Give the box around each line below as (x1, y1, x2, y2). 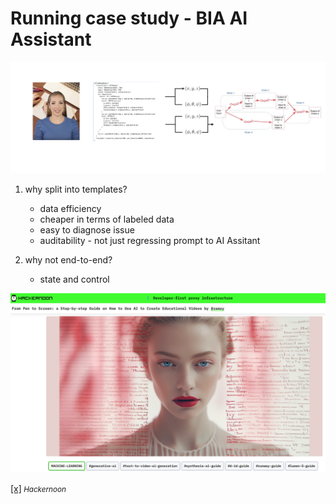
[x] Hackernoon (10, 482, 67, 494)
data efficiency (39, 202, 102, 214)
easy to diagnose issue (39, 223, 135, 236)
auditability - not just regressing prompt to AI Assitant (39, 234, 261, 246)
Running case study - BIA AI (10, 7, 248, 30)
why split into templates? (24, 183, 128, 195)
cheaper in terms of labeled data (39, 213, 175, 225)
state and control (39, 273, 110, 285)
